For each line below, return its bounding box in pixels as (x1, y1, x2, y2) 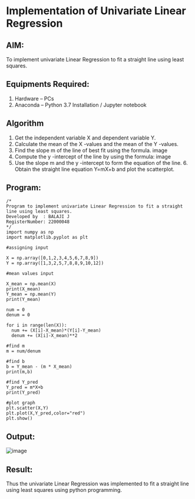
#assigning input (6, 245, 49, 251)
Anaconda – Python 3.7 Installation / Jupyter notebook (14, 101, 147, 108)
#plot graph (6, 400, 35, 406)
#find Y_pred (6, 380, 38, 385)
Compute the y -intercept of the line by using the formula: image (14, 153, 171, 160)
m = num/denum (6, 348, 41, 354)
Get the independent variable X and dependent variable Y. (14, 134, 156, 141)
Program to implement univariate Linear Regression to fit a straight (6, 203, 183, 209)
